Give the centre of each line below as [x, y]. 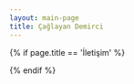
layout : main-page [44, 18]
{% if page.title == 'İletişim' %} [67, 52]
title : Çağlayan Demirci [57, 26]
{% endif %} [33, 70]
